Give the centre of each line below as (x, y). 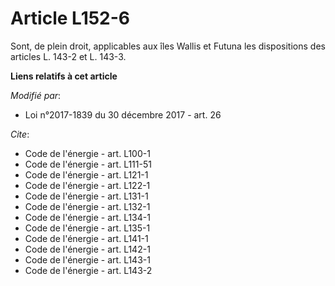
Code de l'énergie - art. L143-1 (87, 259)
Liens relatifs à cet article (64, 76)
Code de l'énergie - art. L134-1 (87, 217)
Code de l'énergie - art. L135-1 (87, 228)
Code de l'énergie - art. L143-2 (88, 270)
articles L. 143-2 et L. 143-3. (68, 56)
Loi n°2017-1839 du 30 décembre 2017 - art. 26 (123, 114)
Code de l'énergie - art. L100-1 (87, 153)
